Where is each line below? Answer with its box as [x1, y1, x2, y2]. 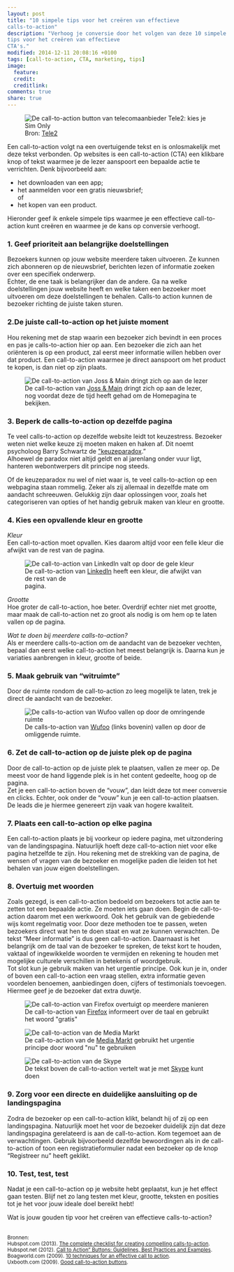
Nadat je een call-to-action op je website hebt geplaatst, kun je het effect [7, 1184, 218, 1193]
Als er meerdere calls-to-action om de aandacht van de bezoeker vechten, [7, 638, 222, 648]
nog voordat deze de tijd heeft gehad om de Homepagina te [24, 391, 197, 400]
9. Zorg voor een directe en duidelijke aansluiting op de [7, 1089, 198, 1099]
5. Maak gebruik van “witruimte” [7, 671, 120, 681]
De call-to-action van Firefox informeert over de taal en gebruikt [24, 1007, 210, 1016]
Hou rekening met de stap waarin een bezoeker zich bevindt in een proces [7, 333, 222, 342]
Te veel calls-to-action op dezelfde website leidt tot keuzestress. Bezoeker [7, 432, 222, 440]
